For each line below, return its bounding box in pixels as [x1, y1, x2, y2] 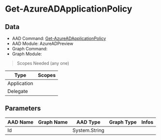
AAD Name [7, 119, 34, 125]
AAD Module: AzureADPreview [12, 41, 73, 47]
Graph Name [38, 119, 68, 125]
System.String [72, 127, 105, 134]
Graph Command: [12, 46, 48, 51]
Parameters [5, 104, 41, 112]
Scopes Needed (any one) [16, 61, 69, 66]
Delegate [7, 88, 28, 94]
